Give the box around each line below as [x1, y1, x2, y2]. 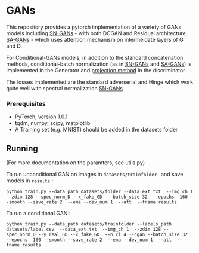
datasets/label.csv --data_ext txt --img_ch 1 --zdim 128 [6, 227, 161, 233]
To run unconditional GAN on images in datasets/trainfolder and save [6, 171, 184, 178]
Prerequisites [6, 99, 46, 108]
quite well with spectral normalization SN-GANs [6, 84, 123, 92]
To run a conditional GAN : [6, 210, 71, 217]
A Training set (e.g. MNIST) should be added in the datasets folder [14, 126, 178, 133]
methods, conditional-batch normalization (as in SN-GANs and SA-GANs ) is [6, 60, 192, 68]
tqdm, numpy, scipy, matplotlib [14, 120, 91, 127]
